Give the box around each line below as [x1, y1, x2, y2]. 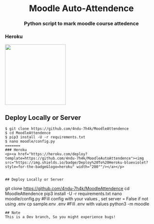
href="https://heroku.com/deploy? [17, 152, 88, 157]
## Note [5, 210, 21, 215]
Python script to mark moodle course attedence [24, 20, 139, 27]
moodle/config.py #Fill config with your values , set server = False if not [5, 196, 149, 202]
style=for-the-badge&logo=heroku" [5, 164, 75, 169]
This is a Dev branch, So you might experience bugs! [5, 215, 116, 220]
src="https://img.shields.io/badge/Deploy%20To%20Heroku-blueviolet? [5, 160, 149, 165]
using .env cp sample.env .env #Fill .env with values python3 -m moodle [5, 201, 150, 207]
